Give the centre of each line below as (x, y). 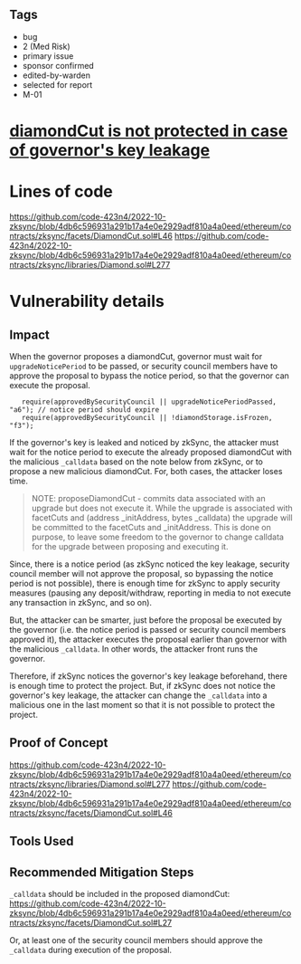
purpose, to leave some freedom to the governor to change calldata (158, 537)
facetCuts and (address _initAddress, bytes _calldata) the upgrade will (162, 517)
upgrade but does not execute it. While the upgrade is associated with (162, 508)
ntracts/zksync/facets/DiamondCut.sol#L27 (91, 922)
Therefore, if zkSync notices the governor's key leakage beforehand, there (148, 676)
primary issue (48, 56)
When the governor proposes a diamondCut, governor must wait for (136, 356)
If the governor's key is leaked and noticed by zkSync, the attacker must (144, 442)
